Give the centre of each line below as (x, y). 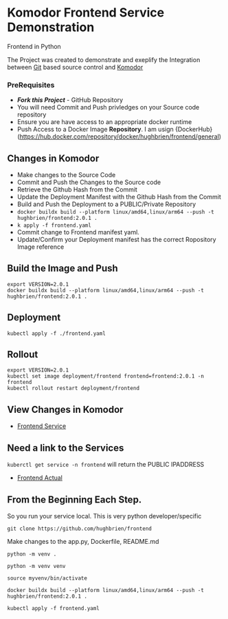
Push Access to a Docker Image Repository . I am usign (95, 130)
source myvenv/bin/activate (47, 578)
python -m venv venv (37, 566)
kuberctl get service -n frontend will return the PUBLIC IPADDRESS (106, 465)
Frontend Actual (40, 478)
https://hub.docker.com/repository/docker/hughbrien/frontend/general (119, 136)
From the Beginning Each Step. (75, 499)
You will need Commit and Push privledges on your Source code (108, 108)
